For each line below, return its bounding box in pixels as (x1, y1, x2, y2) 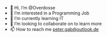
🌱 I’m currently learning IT (10, 15, 64, 21)
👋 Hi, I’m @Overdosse (10, 5, 55, 10)
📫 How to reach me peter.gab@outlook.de (10, 26, 99, 32)
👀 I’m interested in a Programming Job (10, 10, 89, 16)
